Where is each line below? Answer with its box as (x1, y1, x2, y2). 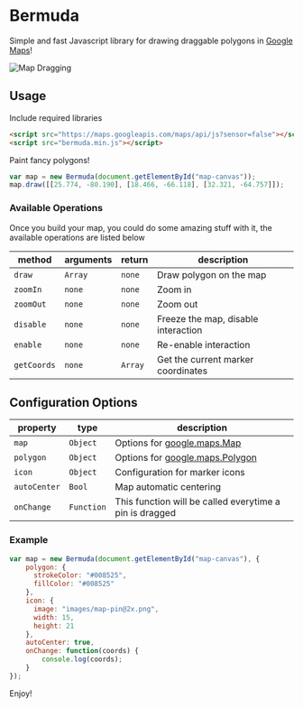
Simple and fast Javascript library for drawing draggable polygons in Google (9, 35, 293, 46)
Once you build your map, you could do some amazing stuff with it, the (9, 222, 272, 233)
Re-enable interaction (157, 338, 251, 351)
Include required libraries (9, 112, 103, 123)
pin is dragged (115, 507, 176, 520)
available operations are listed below (9, 232, 146, 243)
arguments (64, 253, 113, 266)
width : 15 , (32, 612, 75, 622)
